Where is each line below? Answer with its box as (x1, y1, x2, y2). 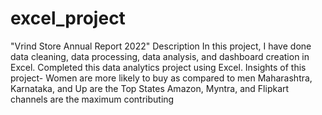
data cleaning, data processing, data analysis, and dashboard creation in (10, 50, 310, 62)
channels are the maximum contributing (10, 93, 175, 105)
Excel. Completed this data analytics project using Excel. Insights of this (10, 61, 307, 73)
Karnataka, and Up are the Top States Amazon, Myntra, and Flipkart (10, 82, 290, 94)
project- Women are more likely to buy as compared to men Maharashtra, (10, 72, 313, 84)
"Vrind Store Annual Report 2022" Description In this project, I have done (10, 40, 312, 52)
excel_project (10, 7, 126, 30)
